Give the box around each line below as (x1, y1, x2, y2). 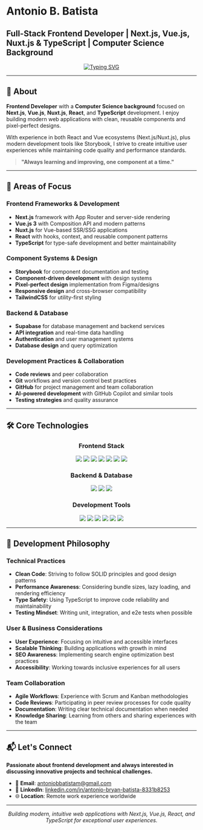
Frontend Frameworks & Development (6, 200, 120, 208)
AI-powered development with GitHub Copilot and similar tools (14, 390, 173, 397)
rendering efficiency (14, 590, 66, 597)
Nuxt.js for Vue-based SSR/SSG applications (14, 226, 128, 234)
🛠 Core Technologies (6, 420, 89, 430)
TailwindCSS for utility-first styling (14, 294, 101, 301)
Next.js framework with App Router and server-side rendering (14, 213, 170, 220)
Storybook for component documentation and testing (14, 268, 149, 275)
